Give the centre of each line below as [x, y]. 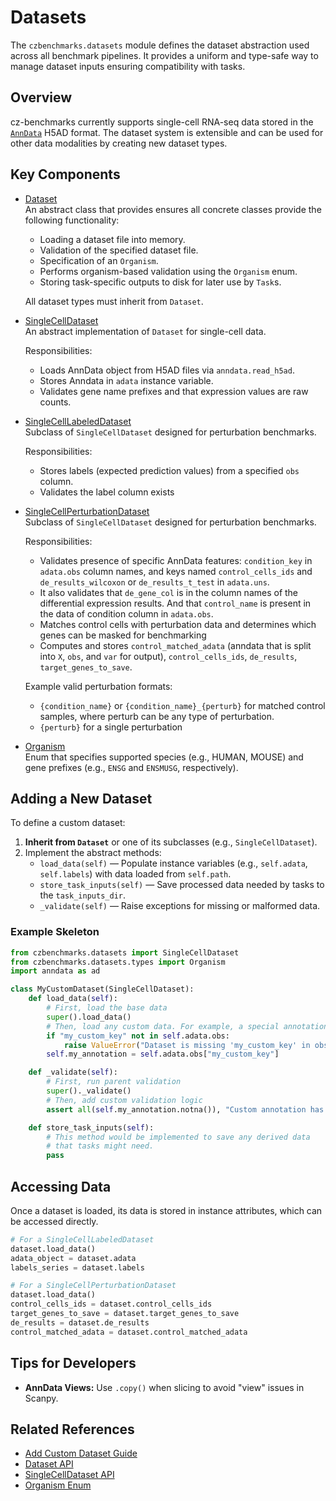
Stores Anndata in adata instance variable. [126, 380]
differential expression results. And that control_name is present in [175, 603]
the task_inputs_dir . [82, 895]
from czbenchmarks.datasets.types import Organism [118, 962]
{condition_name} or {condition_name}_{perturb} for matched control [182, 705]
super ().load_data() [89, 1017]
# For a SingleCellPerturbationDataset [93, 1286]
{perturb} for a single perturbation [111, 727]
